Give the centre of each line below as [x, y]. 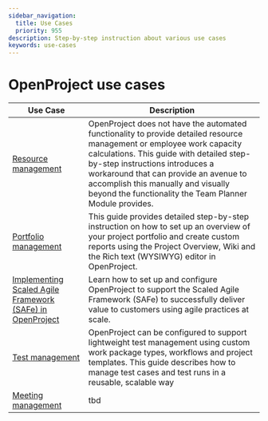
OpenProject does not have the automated [167, 124]
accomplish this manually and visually [159, 184]
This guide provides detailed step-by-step [169, 216]
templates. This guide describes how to [162, 363]
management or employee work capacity [165, 144]
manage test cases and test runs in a [157, 372]
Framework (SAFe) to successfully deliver [167, 300]
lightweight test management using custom [169, 343]
